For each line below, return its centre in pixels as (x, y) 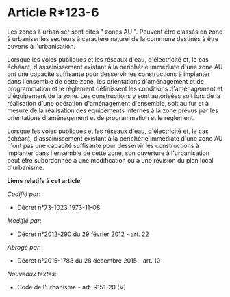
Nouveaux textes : (32, 274)
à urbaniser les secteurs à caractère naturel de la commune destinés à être (113, 38)
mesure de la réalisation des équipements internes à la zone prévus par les (113, 110)
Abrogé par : (24, 247)
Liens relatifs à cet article (44, 180)
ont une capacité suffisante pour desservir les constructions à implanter (108, 74)
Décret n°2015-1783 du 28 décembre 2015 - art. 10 (89, 260)
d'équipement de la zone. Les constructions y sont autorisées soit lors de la (114, 96)
